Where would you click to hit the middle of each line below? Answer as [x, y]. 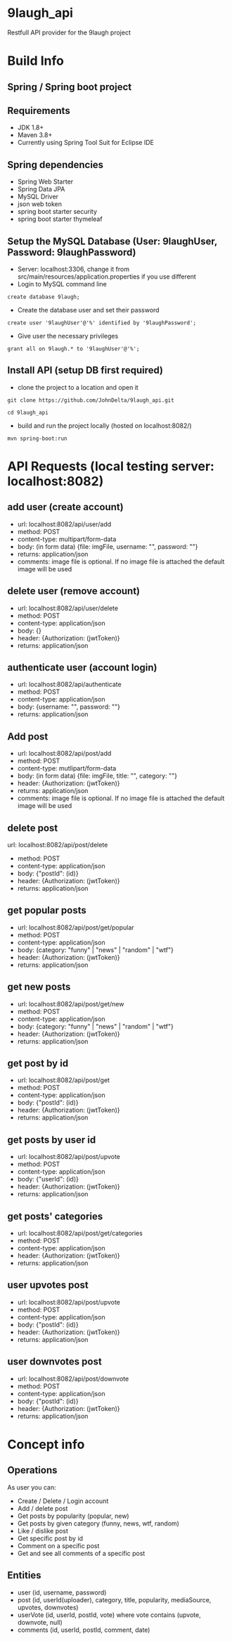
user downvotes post [54, 1362]
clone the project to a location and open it [78, 387]
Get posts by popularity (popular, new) [73, 1516]
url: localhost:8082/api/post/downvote [73, 1379]
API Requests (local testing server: [111, 466]
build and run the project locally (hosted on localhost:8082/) [104, 425]
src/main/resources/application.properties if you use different [107, 277]
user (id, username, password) [62, 1592]
